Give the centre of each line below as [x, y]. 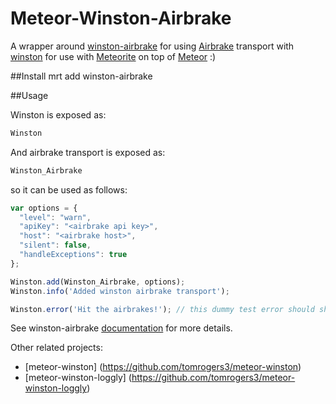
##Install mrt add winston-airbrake [81, 76]
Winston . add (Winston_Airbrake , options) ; [98, 282]
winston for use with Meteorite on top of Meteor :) [113, 56]
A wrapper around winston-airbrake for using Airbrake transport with [152, 46]
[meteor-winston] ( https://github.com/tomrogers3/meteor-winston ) [163, 367]
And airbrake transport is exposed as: [88, 152]
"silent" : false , [55, 245]
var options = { [44, 208]
